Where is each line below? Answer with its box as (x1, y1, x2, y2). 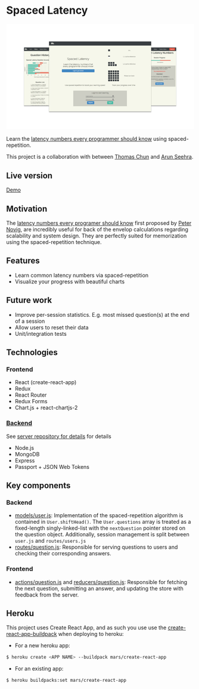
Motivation (6, 203, 48, 214)
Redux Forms (14, 398, 48, 405)
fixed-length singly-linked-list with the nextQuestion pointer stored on (14, 524, 186, 532)
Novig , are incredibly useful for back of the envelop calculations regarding (6, 226, 189, 233)
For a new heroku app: (14, 642, 70, 649)
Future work (6, 295, 52, 305)
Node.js (14, 444, 35, 451)
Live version (6, 171, 52, 181)
